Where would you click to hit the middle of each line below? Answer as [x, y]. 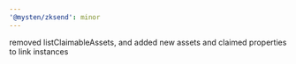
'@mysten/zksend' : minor [55, 17]
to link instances [39, 51]
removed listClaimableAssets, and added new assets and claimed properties [148, 42]
